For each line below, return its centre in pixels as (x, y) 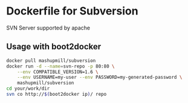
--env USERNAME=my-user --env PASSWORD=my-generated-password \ (100, 77)
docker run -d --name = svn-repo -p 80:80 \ (60, 66)
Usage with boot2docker (54, 47)
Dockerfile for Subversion (72, 11)
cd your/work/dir (28, 89)
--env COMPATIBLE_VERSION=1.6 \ (58, 72)
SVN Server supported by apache (48, 28)
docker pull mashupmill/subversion (51, 61)
